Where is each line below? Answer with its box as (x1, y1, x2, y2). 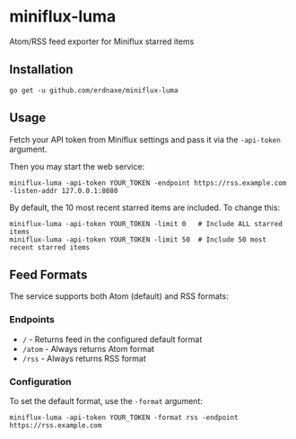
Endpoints (9, 313, 56, 326)
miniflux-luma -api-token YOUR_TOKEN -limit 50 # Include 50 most (9, 235, 267, 244)
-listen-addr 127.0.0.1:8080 (9, 186, 118, 195)
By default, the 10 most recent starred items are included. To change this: (9, 202, 281, 213)
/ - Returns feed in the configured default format (22, 334, 203, 345)
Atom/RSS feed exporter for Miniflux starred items (9, 36, 195, 47)
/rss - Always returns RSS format (22, 353, 146, 364)
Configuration (9, 375, 72, 388)
